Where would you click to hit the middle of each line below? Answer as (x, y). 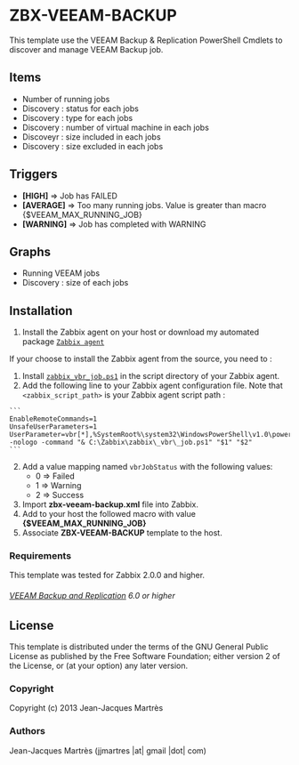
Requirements (40, 556)
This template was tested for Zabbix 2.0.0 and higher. (107, 576)
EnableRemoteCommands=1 (53, 419)
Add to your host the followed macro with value (109, 514)
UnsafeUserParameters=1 (53, 427)
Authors (28, 731)
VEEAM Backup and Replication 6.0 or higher (92, 596)
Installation (41, 311)
